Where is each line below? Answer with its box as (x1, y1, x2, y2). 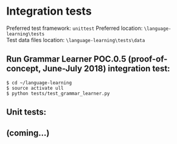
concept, (6, 63, 41, 74)
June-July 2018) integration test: (42, 63, 170, 74)
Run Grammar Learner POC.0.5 (6, 54, 127, 65)
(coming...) (6, 128, 50, 138)
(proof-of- (127, 54, 168, 65)
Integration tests (6, 4, 92, 18)
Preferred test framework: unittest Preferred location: (6, 24, 143, 32)
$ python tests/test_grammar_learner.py (6, 90, 111, 96)
